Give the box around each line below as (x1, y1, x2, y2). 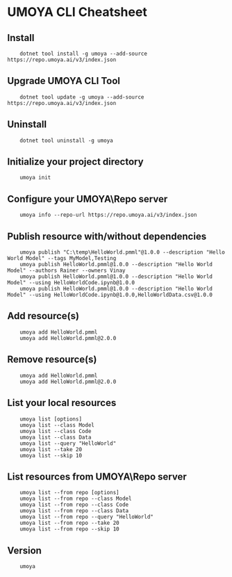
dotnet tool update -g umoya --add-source (19, 93, 144, 101)
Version (7, 544, 42, 556)
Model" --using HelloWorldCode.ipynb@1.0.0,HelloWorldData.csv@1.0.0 (7, 291, 213, 299)
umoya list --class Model (19, 421, 95, 428)
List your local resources (7, 397, 117, 409)
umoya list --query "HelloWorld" (19, 439, 117, 447)
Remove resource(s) (7, 354, 97, 366)
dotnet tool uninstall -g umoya (19, 137, 113, 144)
